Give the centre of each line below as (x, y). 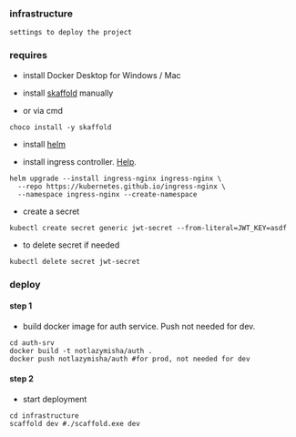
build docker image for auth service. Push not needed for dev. (139, 326)
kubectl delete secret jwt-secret (75, 261)
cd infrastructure (44, 416)
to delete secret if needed (71, 245)
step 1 (21, 306)
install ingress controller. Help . (79, 161)
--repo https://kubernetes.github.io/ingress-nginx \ (122, 186)
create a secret (51, 211)
